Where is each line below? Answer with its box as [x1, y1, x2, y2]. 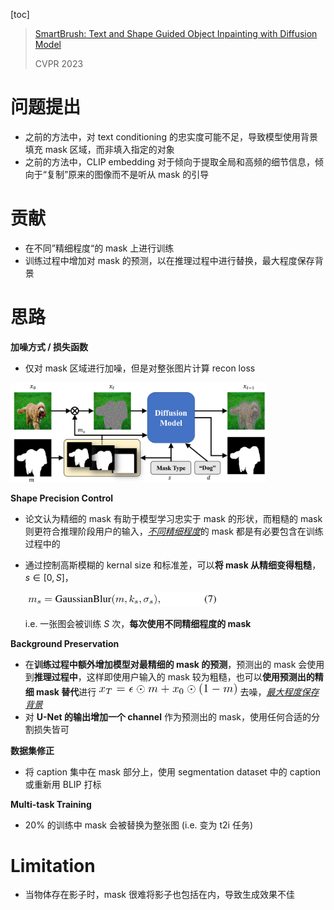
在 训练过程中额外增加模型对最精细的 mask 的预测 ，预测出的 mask [24, 659, 297, 671]
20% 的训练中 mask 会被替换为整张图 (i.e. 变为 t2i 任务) [24, 819, 254, 831]
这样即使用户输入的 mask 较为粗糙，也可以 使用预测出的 [86, 671, 315, 683]
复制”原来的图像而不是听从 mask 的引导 [46, 168, 210, 180]
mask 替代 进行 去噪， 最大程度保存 [36, 685, 320, 698]
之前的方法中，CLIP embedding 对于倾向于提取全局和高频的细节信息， [24, 155, 316, 168]
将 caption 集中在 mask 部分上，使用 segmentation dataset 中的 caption [24, 765, 321, 778]
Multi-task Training [10, 798, 92, 810]
